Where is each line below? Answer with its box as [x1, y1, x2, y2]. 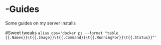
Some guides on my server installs [5, 20, 76, 26]
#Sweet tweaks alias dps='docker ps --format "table [5, 29, 119, 35]
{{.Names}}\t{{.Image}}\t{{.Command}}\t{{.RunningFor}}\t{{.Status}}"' [5, 35, 157, 40]
